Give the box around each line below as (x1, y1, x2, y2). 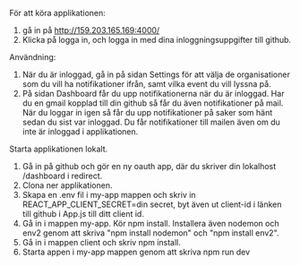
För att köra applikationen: (9, 8, 106, 18)
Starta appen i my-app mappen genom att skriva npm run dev (21, 246, 251, 257)
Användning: (9, 52, 56, 62)
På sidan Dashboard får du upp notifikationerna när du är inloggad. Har (21, 89, 285, 99)
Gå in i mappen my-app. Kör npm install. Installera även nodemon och (21, 219, 279, 228)
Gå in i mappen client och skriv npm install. (21, 237, 182, 247)
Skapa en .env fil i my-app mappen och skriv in (21, 190, 196, 200)
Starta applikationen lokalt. (9, 143, 108, 154)
